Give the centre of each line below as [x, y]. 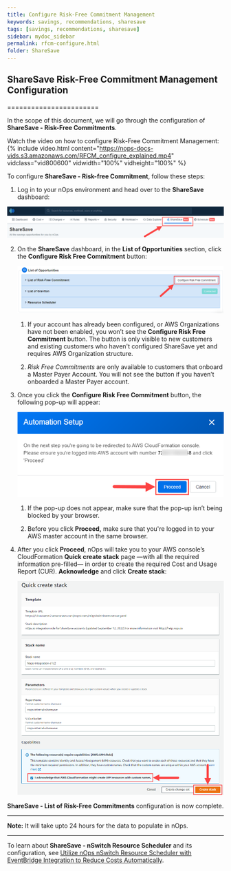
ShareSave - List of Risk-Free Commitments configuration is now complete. [115, 806]
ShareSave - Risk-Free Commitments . [62, 127]
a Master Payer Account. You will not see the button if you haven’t [121, 374]
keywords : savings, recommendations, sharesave [77, 22]
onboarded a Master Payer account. [78, 381]
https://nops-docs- [126, 148]
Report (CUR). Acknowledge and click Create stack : [92, 571]
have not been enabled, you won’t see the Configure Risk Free [117, 331]
